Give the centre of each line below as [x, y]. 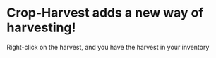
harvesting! [41, 28]
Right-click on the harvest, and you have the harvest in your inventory [108, 47]
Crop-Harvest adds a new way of [105, 13]
